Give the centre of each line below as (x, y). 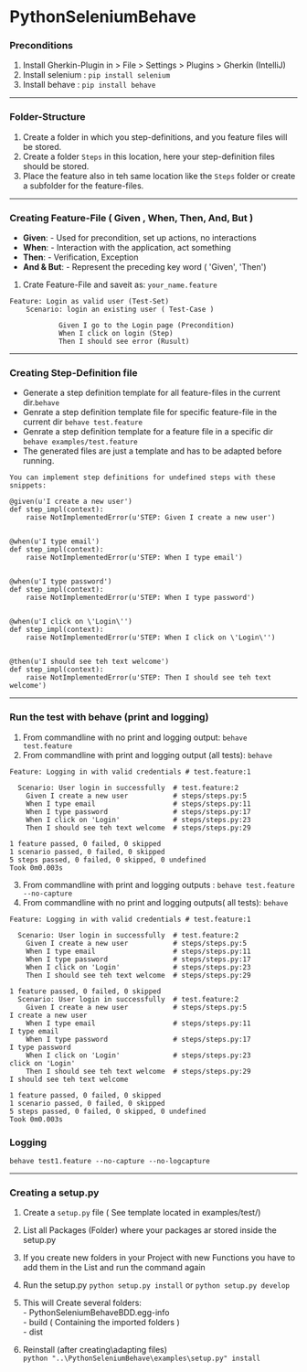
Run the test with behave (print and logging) (109, 717)
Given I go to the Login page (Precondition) (146, 326)
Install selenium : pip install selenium (96, 75)
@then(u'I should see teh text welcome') (90, 662)
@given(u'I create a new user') (71, 502)
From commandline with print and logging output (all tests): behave (147, 755)
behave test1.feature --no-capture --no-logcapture (110, 1161)
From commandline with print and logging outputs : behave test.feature (159, 884)
